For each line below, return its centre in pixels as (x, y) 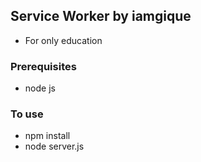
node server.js (54, 146)
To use (27, 114)
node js (40, 88)
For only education (63, 40)
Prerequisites (43, 66)
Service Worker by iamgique (101, 16)
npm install (47, 136)
